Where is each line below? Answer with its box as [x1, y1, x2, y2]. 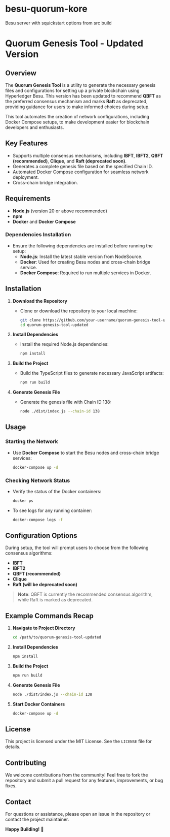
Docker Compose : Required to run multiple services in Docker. [20, 270, 151, 276]
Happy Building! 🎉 [5, 826, 44, 832]
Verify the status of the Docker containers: [12, 488, 102, 494]
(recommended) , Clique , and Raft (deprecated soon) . [12, 158, 127, 164]
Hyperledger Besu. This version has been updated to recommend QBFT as [5, 92, 161, 99]
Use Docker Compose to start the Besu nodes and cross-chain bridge [12, 449, 159, 456]
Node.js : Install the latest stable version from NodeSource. [20, 253, 143, 260]
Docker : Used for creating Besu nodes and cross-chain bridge [20, 259, 151, 265]
